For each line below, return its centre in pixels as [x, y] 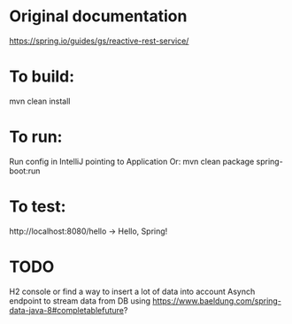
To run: [36, 137]
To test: [38, 206]
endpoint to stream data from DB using [80, 301]
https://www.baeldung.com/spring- [217, 301]
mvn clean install [40, 101]
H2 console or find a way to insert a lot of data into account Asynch [132, 291]
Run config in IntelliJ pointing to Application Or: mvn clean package [132, 161]
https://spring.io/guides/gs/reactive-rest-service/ [99, 41]
